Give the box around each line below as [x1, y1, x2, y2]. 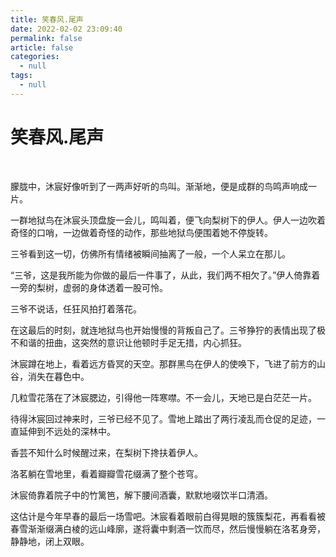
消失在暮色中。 [27, 370, 90, 382]
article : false [10, 42, 74, 53]
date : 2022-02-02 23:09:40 [10, 24, 123, 34]
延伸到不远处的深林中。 [18, 425, 116, 437]
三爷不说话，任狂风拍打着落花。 [10, 302, 142, 315]
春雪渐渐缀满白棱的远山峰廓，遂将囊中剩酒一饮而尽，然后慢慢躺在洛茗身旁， [10, 522, 326, 535]
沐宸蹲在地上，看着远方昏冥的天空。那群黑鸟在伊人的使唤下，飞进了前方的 [10, 357, 317, 370]
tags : [10, 71, 33, 81]
